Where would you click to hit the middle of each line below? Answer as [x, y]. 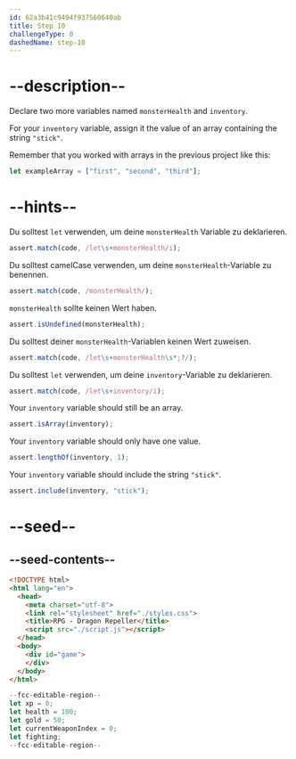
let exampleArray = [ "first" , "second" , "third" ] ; [105, 171]
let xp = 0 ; [31, 704]
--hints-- [43, 207]
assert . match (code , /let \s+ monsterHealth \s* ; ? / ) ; [103, 357]
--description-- [68, 86]
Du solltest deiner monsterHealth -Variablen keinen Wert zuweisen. [130, 341]
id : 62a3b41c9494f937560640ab [66, 17]
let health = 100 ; [43, 712]
